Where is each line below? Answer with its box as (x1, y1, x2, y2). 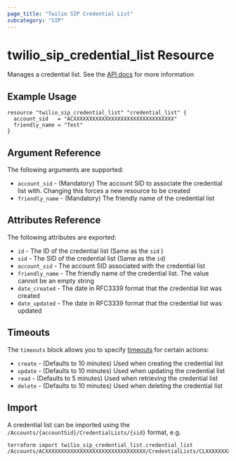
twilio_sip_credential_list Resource (7, 47, 214, 63)
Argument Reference (7, 147, 101, 159)
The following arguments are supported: (7, 166, 124, 174)
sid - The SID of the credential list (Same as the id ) (17, 254, 166, 262)
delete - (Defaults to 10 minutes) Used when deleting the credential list (17, 381, 223, 390)
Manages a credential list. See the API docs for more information (7, 70, 195, 79)
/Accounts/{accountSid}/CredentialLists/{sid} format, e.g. (7, 428, 181, 436)
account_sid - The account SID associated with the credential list (17, 261, 206, 270)
